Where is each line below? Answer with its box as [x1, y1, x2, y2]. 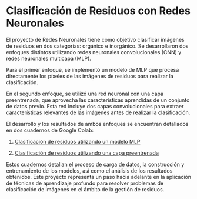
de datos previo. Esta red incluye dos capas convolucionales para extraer [6, 102, 184, 110]
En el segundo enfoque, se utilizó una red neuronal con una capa [6, 90, 163, 97]
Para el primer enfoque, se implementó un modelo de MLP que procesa [6, 66, 179, 73]
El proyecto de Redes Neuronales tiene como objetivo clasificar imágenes [6, 36, 185, 43]
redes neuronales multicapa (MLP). [6, 55, 91, 62]
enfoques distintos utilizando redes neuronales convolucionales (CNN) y [6, 48, 182, 55]
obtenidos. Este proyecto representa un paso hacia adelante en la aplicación [6, 173, 192, 180]
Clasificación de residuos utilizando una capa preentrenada [14, 149, 159, 157]
